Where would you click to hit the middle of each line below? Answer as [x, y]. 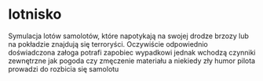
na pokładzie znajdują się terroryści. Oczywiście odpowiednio [108, 44]
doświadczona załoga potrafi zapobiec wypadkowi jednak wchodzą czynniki [132, 52]
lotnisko [35, 14]
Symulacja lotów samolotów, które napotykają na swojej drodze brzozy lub [129, 36]
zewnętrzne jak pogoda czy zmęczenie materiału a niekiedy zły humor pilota [132, 61]
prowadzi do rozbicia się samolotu [64, 69]
